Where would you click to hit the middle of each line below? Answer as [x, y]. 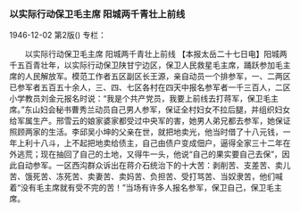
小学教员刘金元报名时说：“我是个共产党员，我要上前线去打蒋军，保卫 [136, 99]
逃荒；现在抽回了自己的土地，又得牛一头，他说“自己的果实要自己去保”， [150, 154]
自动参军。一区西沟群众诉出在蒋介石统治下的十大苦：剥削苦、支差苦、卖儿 [154, 166]
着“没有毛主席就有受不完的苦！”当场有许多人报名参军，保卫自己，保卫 [138, 188]
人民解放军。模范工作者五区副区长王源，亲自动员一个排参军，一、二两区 [158, 77]
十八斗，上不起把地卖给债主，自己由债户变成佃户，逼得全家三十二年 [158, 143]
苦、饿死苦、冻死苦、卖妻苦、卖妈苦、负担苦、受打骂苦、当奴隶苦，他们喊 [146, 176]
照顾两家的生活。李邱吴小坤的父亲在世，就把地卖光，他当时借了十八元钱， [146, 132]
